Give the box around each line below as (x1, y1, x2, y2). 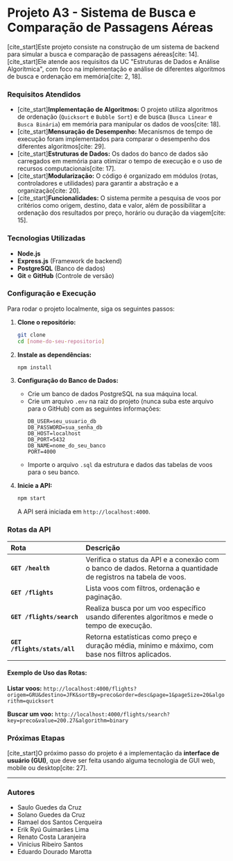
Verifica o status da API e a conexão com (85, 555, 220, 564)
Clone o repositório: (17, 318, 76, 326)
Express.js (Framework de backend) (17, 256, 123, 265)
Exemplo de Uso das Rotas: (7, 669, 88, 677)
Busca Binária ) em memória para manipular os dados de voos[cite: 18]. (17, 120, 221, 129)
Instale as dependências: (17, 350, 92, 359)
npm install (17, 363, 52, 371)
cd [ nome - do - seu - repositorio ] (17, 338, 105, 345)
